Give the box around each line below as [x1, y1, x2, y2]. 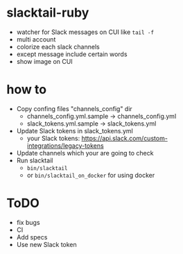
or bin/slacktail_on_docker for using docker [26, 171, 155, 179]
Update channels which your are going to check [16, 149, 154, 157]
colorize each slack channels [16, 42, 100, 51]
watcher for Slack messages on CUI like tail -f [16, 28, 154, 36]
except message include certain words [16, 50, 128, 58]
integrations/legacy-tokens [26, 141, 105, 150]
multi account [16, 35, 56, 43]
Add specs [16, 232, 48, 241]
